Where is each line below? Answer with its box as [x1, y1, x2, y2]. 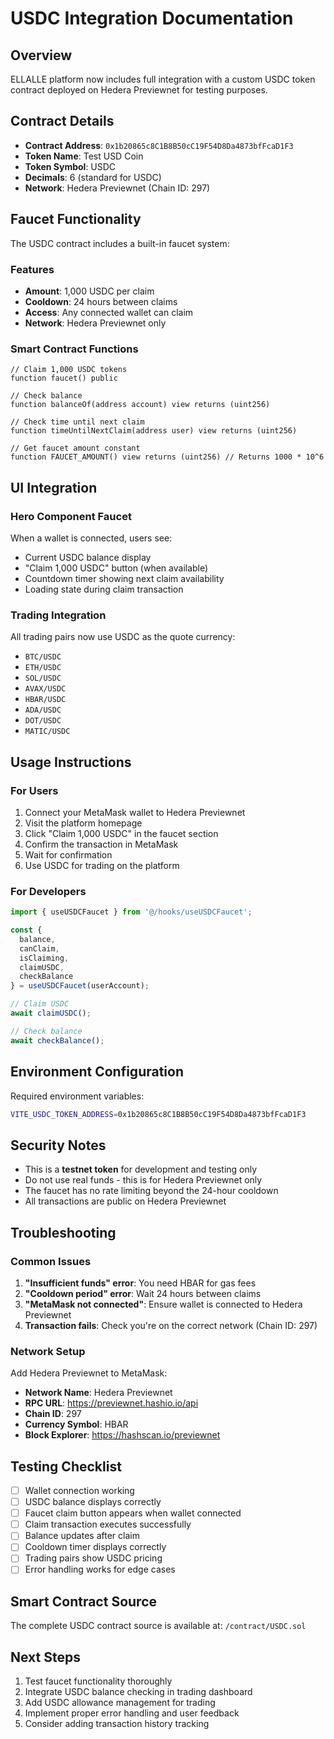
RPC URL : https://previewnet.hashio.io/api [24, 1397, 199, 1409]
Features [10, 262, 55, 276]
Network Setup [10, 1344, 86, 1358]
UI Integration [10, 479, 98, 496]
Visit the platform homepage [24, 817, 143, 829]
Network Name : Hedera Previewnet [24, 1387, 173, 1399]
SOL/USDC [24, 673, 62, 684]
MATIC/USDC [24, 727, 71, 737]
